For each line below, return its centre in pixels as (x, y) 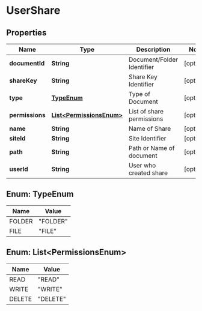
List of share (146, 111)
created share (148, 173)
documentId (27, 63)
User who (142, 165)
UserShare (33, 11)
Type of (139, 94)
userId (19, 169)
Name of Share (150, 128)
